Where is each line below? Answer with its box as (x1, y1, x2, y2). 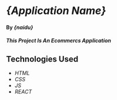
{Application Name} (6, 4, 106, 18)
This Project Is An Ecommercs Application (6, 37, 112, 44)
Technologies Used (6, 54, 78, 64)
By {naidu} (6, 23, 34, 30)
